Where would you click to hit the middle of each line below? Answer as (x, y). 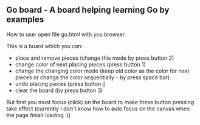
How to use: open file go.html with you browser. (66, 34)
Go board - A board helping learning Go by (88, 10)
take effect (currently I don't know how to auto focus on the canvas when (98, 109)
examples (25, 20)
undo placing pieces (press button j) (60, 84)
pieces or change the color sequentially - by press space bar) (92, 77)
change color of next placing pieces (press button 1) (80, 64)
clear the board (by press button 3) (59, 90)
